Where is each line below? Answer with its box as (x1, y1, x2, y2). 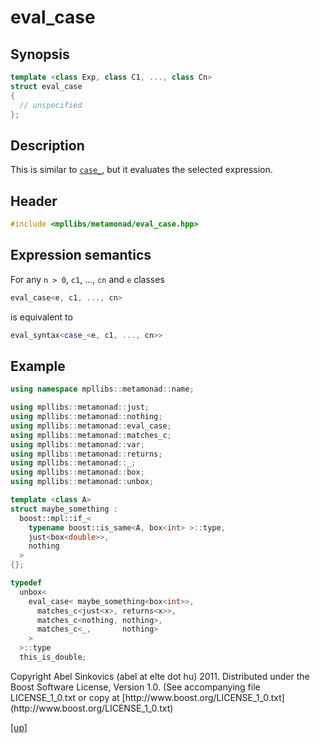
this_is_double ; (19, 652, 87, 662)
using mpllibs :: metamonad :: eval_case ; (10, 421, 172, 431)
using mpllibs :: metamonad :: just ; (10, 402, 150, 413)
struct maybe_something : (10, 504, 118, 514)
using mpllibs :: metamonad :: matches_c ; (10, 430, 172, 440)
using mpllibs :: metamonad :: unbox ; (10, 477, 155, 487)
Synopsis (10, 46, 70, 63)
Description (10, 137, 85, 154)
